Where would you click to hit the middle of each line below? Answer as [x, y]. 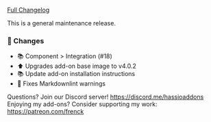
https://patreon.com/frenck [46, 112]
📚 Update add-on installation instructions [76, 74]
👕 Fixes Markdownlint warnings [61, 84]
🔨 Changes [26, 40]
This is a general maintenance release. [62, 23]
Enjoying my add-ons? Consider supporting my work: [82, 104]
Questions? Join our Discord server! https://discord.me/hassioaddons [105, 97]
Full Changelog [28, 10]
